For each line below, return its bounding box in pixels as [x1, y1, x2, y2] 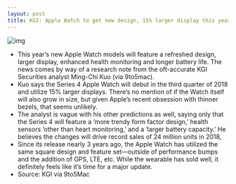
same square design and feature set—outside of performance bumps [17, 147, 218, 156]
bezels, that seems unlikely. [17, 102, 98, 111]
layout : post [7, 10, 46, 18]
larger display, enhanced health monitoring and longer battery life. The [17, 57, 223, 66]
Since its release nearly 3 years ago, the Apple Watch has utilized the [17, 140, 218, 148]
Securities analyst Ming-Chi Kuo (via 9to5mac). [17, 72, 155, 81]
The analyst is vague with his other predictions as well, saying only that [17, 110, 224, 118]
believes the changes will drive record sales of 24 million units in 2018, [17, 132, 222, 141]
